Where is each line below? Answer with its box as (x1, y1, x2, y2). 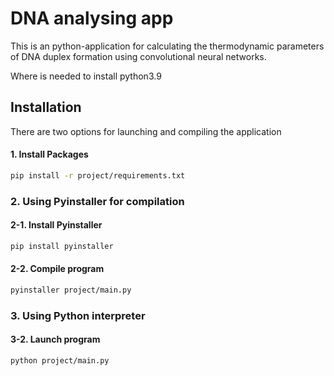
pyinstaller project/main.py (10, 285, 132, 296)
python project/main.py (10, 356, 110, 366)
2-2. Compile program (10, 263, 105, 275)
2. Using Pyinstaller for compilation (10, 194, 185, 208)
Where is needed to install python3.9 (10, 70, 162, 82)
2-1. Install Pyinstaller (10, 219, 103, 231)
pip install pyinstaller (10, 241, 114, 251)
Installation (10, 99, 82, 116)
